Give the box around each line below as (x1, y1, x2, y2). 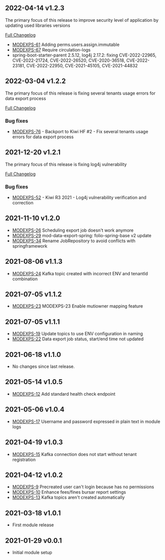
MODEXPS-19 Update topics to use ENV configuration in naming (12, 331, 143, 337)
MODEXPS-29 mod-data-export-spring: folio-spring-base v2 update (12, 232, 152, 238)
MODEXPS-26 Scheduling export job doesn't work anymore (12, 227, 134, 233)
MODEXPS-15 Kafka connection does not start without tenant (12, 451, 137, 457)
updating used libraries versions (5, 22, 70, 28)
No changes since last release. (12, 363, 75, 369)
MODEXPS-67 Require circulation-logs (12, 47, 91, 52)
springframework (12, 243, 48, 249)
